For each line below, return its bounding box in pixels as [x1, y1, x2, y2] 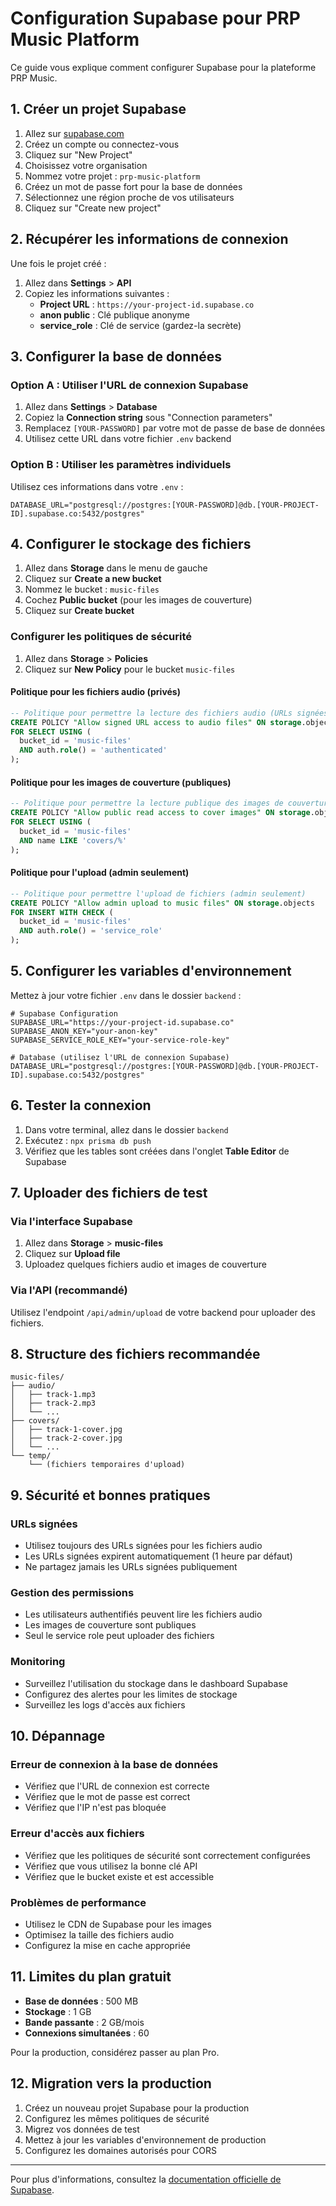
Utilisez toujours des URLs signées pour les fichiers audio [24, 1540, 263, 1552]
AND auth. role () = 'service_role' [19, 926, 163, 936]
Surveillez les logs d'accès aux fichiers [24, 1698, 186, 1711]
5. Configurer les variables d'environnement [10, 963, 292, 980]
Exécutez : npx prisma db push [24, 1134, 152, 1146]
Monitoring [10, 1655, 66, 1669]
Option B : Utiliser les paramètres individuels [10, 458, 232, 472]
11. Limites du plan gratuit [10, 1968, 172, 1986]
